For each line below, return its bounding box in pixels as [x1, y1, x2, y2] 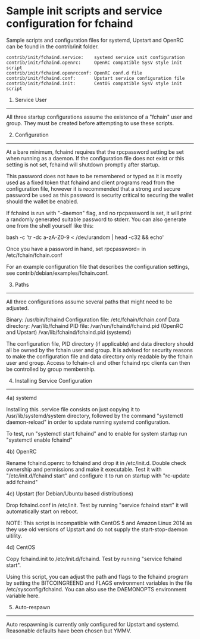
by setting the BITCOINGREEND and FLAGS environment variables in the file [6, 579, 192, 587]
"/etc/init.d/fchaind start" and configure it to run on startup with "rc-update [6, 472, 190, 479]
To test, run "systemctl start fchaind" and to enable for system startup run [6, 430, 187, 437]
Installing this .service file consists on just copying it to [6, 405, 140, 412]
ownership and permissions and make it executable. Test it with [6, 466, 162, 473]
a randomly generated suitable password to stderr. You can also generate [6, 216, 186, 223]
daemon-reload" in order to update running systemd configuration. [6, 418, 170, 426]
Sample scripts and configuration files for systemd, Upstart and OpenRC [6, 36, 184, 44]
